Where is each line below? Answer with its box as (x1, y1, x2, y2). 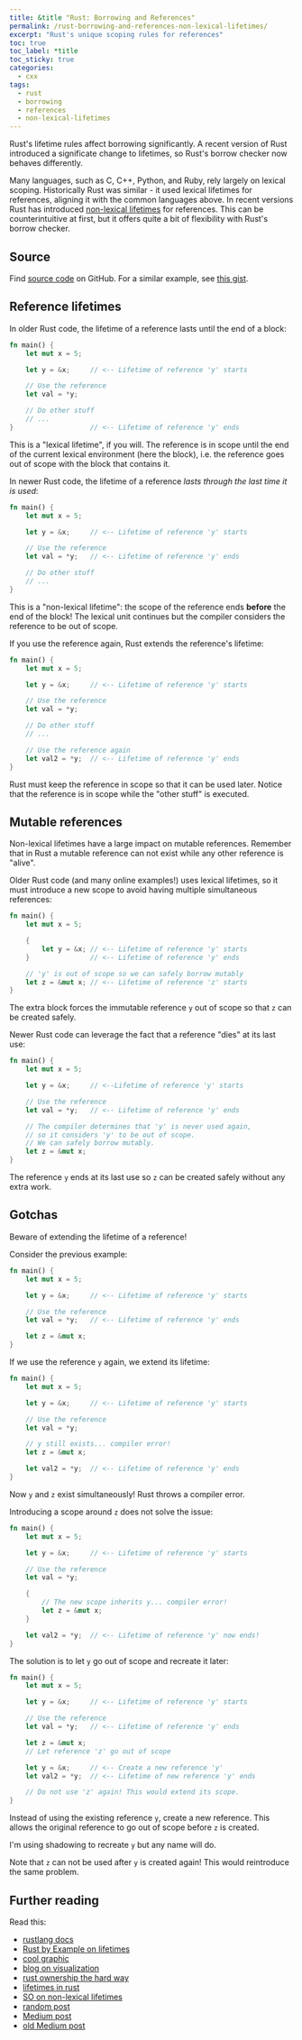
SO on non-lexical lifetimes (22, 1991, 124, 2002)
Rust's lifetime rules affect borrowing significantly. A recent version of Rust (9, 139, 288, 150)
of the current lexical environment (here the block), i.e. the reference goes (9, 448, 285, 460)
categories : (9, 64, 54, 73)
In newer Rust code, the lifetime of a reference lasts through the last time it (9, 475, 288, 487)
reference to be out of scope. (9, 620, 119, 631)
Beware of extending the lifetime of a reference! (9, 1231, 188, 1242)
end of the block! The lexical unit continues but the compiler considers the (9, 610, 286, 622)
